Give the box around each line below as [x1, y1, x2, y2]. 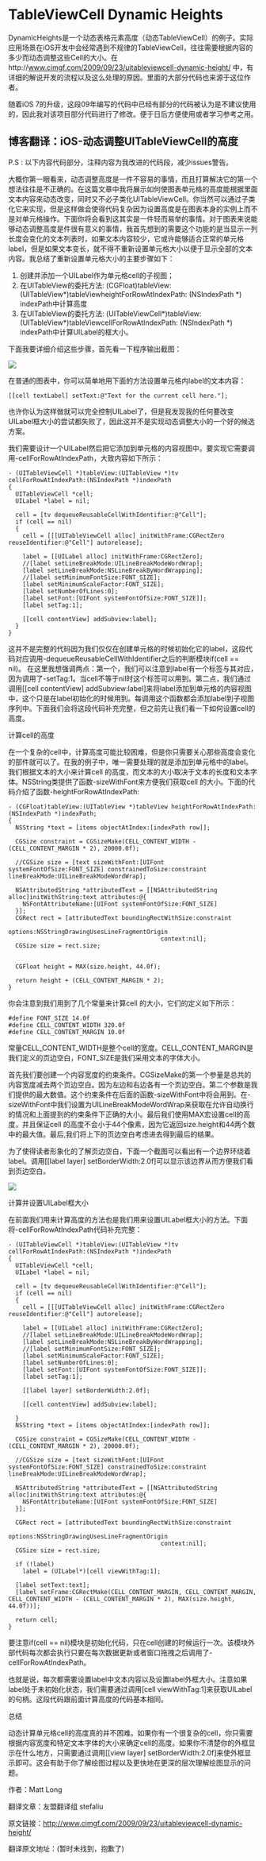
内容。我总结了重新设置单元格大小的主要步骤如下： [8, 253, 175, 263]
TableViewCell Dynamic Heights [8, 6, 223, 24]
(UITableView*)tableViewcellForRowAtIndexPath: [19, 318, 178, 327]
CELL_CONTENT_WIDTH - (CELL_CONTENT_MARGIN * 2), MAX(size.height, [8, 1595, 236, 1603]
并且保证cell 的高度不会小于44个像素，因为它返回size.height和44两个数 [21, 1119, 256, 1129]
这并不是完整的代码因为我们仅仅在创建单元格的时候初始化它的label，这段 [8, 643, 246, 653]
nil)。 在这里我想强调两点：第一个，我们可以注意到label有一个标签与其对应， [8, 663, 258, 673]
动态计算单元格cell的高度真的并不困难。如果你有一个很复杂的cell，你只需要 [8, 1728, 253, 1737]
